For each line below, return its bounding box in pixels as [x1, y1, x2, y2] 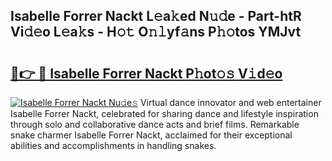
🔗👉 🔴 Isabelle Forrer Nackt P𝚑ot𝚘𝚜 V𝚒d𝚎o [10, 65, 283, 82]
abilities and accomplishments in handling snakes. [10, 140, 217, 151]
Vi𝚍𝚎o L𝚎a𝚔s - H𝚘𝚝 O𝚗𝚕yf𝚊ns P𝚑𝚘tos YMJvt [10, 24, 302, 41]
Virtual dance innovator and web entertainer [139, 97, 322, 108]
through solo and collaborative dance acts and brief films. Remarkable [10, 119, 300, 130]
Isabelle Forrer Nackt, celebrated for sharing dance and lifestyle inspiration [10, 108, 319, 119]
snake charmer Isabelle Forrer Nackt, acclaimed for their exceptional [10, 129, 293, 141]
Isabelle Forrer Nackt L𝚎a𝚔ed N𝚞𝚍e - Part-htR [10, 8, 302, 25]
